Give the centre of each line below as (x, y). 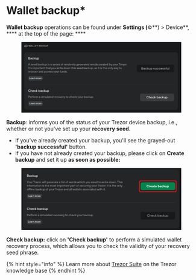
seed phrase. (23, 252)
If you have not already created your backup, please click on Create (100, 153)
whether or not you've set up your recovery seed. (68, 129)
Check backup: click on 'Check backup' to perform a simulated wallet (94, 240)
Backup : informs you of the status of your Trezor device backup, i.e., (92, 122)
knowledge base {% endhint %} (46, 270)
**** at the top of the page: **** (46, 33)
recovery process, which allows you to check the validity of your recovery (98, 246)
